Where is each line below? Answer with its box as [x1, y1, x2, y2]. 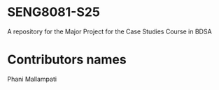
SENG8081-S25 [7, 4, 100, 20]
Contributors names [7, 52, 127, 68]
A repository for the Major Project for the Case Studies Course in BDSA [7, 27, 212, 36]
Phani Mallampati [7, 75, 57, 83]
